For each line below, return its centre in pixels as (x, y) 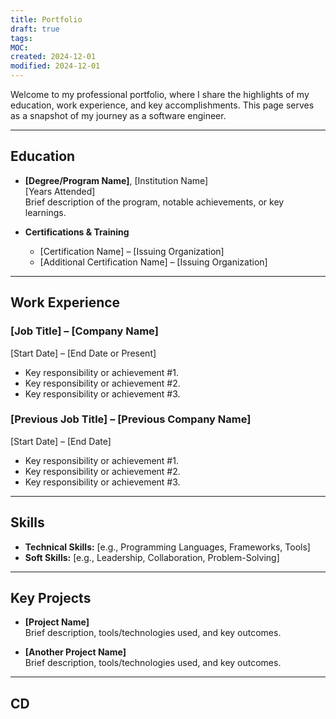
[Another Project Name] (75, 652)
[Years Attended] (60, 191)
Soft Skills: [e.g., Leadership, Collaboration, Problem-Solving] (152, 557)
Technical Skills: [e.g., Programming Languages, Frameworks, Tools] (167, 547)
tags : (21, 38)
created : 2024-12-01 (53, 57)
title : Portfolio (46, 19)
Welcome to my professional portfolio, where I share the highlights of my (160, 94)
